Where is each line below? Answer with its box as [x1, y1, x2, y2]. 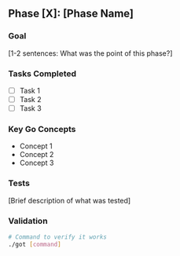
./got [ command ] [8, 240, 61, 248]
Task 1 [19, 86, 41, 95]
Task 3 [19, 104, 42, 113]
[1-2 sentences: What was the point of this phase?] [8, 48, 173, 58]
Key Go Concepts [8, 124, 76, 135]
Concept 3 [19, 158, 54, 168]
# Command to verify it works [8, 233, 108, 241]
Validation [8, 215, 49, 226]
